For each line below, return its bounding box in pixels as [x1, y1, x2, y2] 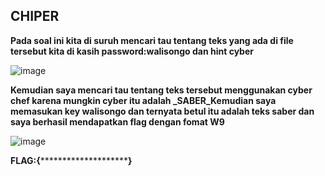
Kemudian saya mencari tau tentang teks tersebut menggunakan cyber [10, 84, 313, 96]
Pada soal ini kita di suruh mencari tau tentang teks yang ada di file [10, 34, 294, 46]
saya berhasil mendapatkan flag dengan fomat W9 [10, 115, 225, 128]
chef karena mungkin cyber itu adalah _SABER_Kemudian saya [10, 94, 277, 106]
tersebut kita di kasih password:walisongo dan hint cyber [10, 45, 254, 57]
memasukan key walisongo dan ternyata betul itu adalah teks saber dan [10, 105, 315, 117]
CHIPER [10, 8, 60, 25]
